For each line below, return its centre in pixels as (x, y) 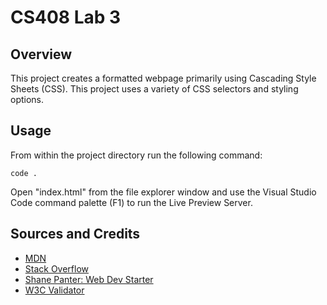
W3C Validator (54, 290)
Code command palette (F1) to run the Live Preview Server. (131, 202)
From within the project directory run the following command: (136, 155)
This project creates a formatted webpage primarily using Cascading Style (163, 78)
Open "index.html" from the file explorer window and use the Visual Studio (163, 192)
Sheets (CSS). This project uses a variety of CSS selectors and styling (154, 89)
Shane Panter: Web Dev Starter (89, 279)
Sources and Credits (75, 234)
